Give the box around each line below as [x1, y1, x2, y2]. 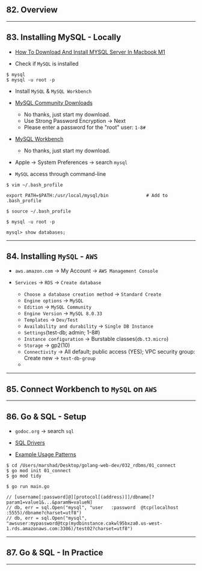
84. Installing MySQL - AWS [6, 251, 98, 261]
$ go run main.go [6, 484, 50, 490]
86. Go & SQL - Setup [6, 411, 87, 422]
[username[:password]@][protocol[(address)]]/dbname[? [14, 494, 155, 501]
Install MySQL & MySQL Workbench [14, 87, 92, 95]
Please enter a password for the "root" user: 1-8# [23, 123, 146, 131]
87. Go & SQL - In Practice [6, 548, 103, 558]
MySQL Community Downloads [14, 99, 93, 106]
